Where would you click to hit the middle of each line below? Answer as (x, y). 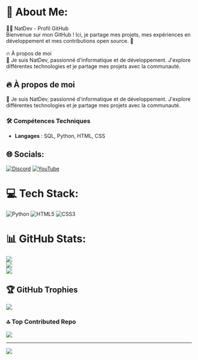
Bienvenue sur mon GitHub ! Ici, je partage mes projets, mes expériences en (98, 34)
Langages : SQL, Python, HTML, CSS (60, 136)
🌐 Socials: (25, 155)
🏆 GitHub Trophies (42, 290)
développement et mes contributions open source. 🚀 (70, 41)
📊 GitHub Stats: (46, 239)
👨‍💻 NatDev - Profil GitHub (37, 28)
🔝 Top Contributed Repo (41, 322)
